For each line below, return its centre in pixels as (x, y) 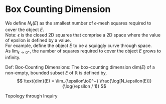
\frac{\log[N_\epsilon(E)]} (126, 80)
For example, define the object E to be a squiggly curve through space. (78, 45)
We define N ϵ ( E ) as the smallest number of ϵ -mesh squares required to (78, 23)
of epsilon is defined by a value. (38, 40)
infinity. (13, 57)
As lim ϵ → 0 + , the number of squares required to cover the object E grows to (83, 51)
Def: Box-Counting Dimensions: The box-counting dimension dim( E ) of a (80, 67)
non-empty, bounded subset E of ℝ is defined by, (56, 72)
